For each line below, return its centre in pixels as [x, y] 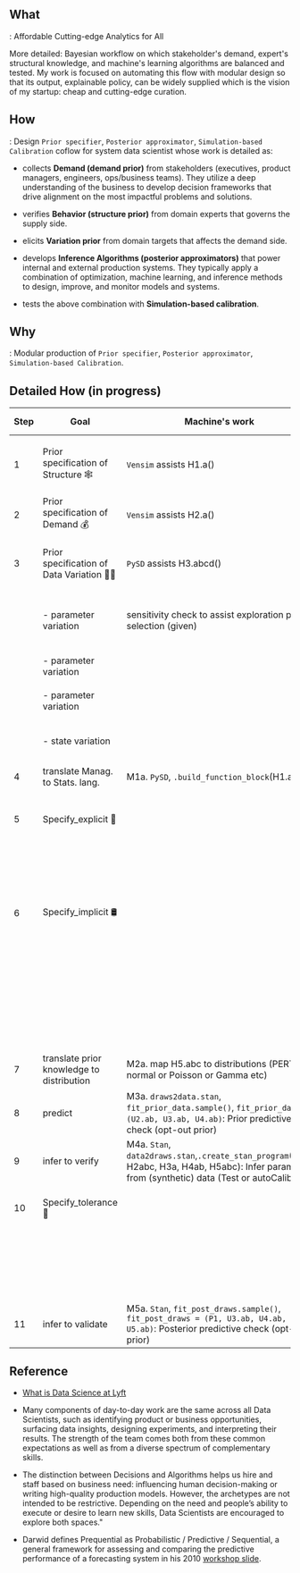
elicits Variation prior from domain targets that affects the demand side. [154, 240]
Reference [39, 1371]
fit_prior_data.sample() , [180, 1107]
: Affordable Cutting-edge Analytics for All [87, 36]
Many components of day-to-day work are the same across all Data [146, 1410]
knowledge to [71, 1069]
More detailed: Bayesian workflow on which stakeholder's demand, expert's [149, 54]
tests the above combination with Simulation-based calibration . [141, 304]
